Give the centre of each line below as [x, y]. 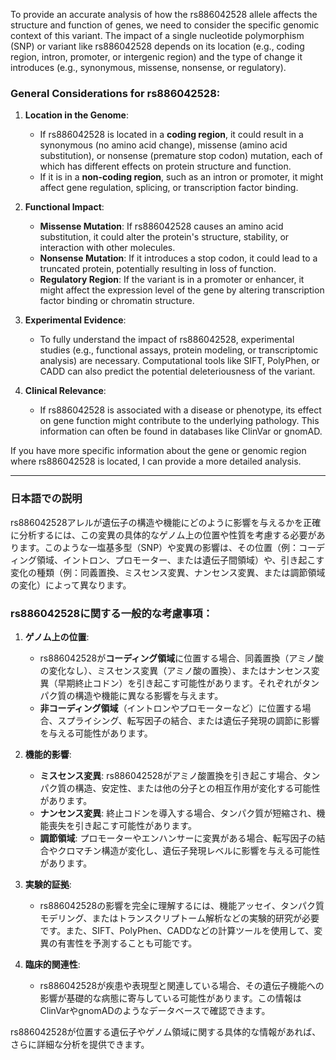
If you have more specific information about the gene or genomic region [158, 451]
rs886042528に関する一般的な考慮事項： [111, 613]
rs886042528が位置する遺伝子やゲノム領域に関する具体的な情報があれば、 [166, 1031]
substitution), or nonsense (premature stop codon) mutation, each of [181, 156]
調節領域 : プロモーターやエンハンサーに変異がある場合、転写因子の [178, 838]
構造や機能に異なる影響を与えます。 [149, 695]
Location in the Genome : [77, 115]
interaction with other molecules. [107, 248]
